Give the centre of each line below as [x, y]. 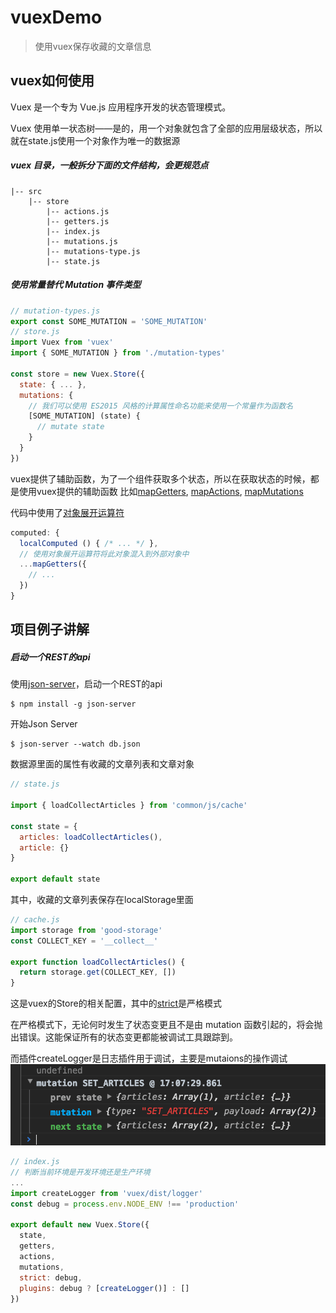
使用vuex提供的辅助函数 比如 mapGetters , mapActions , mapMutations [161, 491]
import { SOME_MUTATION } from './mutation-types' [118, 353]
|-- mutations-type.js [93, 251]
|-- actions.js [78, 211]
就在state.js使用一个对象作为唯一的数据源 [95, 140]
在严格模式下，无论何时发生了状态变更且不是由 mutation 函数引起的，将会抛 [166, 1025]
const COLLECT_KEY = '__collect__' [84, 941]
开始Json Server [44, 724]
